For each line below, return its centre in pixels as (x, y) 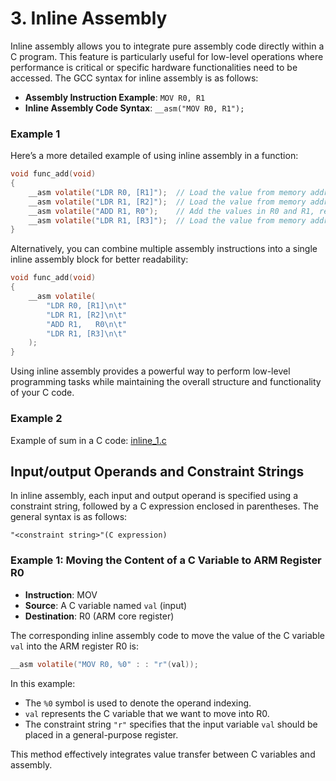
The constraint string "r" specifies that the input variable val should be (171, 724)
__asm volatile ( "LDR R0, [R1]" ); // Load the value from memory (167, 192)
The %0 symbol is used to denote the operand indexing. (138, 703)
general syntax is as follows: (69, 517)
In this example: (43, 683)
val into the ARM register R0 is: (75, 646)
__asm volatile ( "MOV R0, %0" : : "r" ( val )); (104, 664)
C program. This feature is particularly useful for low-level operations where (167, 56)
